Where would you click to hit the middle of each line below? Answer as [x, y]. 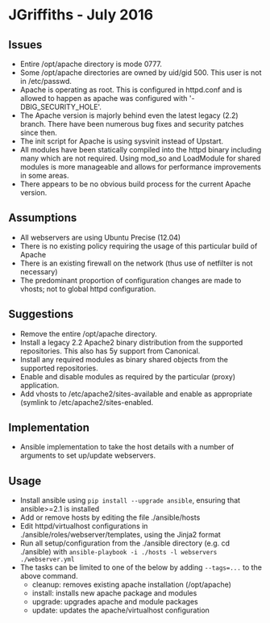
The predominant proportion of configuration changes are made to [131, 280]
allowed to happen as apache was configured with [104, 98]
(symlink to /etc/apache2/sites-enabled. [87, 402]
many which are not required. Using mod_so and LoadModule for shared [140, 158]
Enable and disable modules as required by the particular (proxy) [128, 376]
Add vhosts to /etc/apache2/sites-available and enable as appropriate [136, 394]
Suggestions [41, 314]
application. [39, 385]
